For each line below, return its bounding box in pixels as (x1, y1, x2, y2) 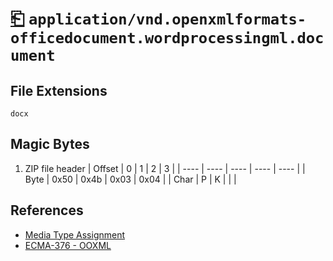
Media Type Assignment (24, 228, 126, 241)
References (10, 202, 84, 219)
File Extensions (10, 82, 108, 99)
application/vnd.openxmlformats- (28, 10, 307, 29)
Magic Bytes (10, 136, 90, 153)
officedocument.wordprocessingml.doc (10, 29, 325, 48)
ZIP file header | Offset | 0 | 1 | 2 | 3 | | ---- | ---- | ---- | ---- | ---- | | (24, 162, 306, 174)
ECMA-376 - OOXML (24, 239, 112, 251)
